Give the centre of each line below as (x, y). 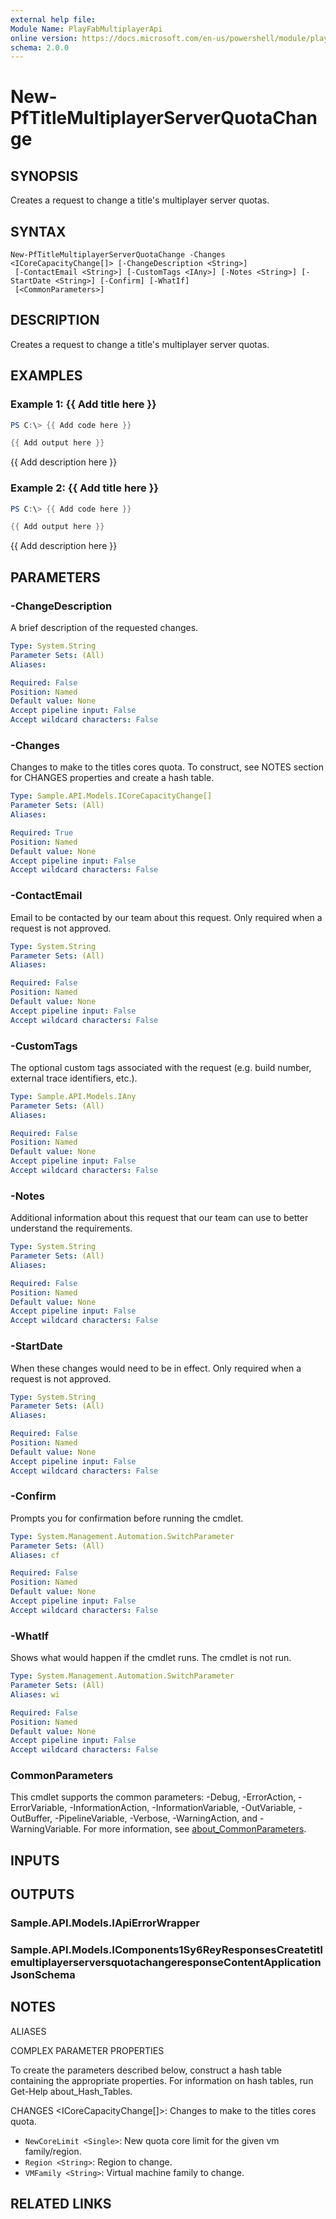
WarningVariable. (46, 1829)
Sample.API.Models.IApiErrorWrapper (105, 1923)
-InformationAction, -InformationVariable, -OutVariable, (183, 1808)
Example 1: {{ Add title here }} (83, 404)
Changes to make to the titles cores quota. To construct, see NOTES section (167, 767)
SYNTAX (38, 231)
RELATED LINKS (61, 2204)
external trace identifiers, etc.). (74, 1078)
